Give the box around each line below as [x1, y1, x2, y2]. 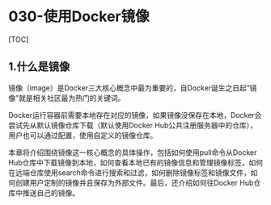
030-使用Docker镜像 [8, 7, 150, 26]
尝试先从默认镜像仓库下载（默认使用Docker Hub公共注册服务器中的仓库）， [8, 120, 257, 130]
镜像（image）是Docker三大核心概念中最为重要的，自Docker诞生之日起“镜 [8, 82, 257, 93]
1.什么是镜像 [8, 60, 70, 73]
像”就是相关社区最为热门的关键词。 [8, 93, 125, 102]
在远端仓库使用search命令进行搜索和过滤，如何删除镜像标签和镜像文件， [8, 167, 251, 178]
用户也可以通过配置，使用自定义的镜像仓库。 [8, 130, 158, 140]
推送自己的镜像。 [22, 187, 79, 198]
